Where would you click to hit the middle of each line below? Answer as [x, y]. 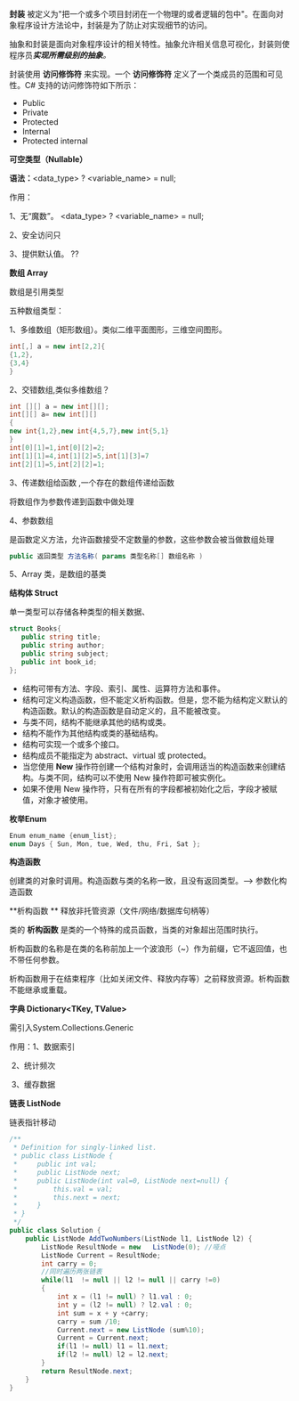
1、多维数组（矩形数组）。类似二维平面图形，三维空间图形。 [118, 330]
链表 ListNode [35, 1104]
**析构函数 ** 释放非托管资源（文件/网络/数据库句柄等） [112, 911]
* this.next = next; [67, 1197]
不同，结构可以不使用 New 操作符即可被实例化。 [142, 778]
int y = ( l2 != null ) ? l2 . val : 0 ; [125, 1305]
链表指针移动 [32, 1122]
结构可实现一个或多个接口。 [73, 744]
